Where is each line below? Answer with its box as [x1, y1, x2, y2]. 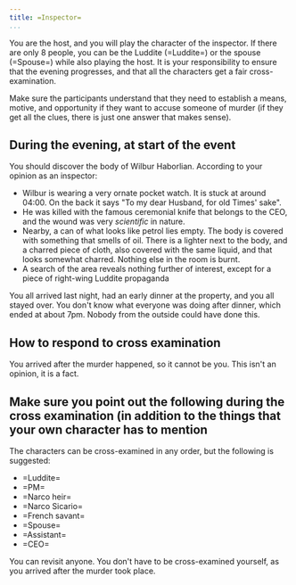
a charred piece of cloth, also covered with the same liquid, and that [21, 244, 273, 255]
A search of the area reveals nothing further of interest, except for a [21, 264, 272, 275]
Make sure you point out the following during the [9, 394, 285, 409]
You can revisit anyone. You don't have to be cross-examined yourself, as [9, 556, 279, 567]
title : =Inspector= [9, 12, 82, 22]
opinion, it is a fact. [9, 368, 79, 379]
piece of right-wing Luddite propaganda [21, 273, 169, 284]
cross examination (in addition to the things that [9, 408, 281, 424]
